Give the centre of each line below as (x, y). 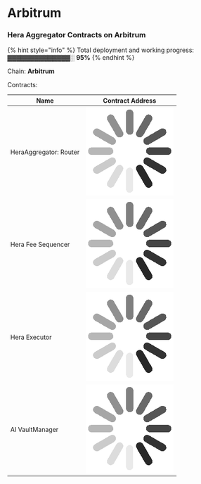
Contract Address (130, 101)
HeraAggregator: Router (45, 152)
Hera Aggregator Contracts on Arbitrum (77, 35)
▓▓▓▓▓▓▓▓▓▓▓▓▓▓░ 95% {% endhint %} (71, 58)
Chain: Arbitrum (31, 71)
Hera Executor (31, 337)
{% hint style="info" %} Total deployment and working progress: (101, 50)
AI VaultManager (34, 429)
